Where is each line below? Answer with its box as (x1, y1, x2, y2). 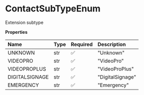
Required (70, 41, 93, 48)
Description (97, 41, 126, 48)
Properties (5, 29, 28, 35)
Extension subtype (5, 19, 44, 25)
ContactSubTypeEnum (5, 3, 101, 14)
